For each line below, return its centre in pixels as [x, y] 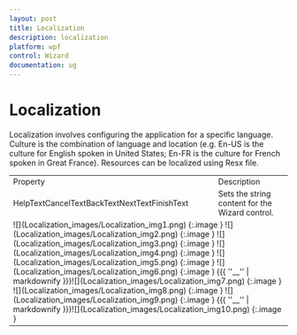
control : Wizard [39, 56]
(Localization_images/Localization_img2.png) [95, 234]
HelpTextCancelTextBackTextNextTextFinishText [101, 202]
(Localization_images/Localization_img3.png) [95, 244]
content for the [245, 202]
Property [29, 181]
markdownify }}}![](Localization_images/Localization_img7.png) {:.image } [147, 281]
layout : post [33, 19]
